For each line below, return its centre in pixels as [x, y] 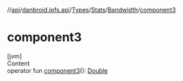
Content [19, 63]
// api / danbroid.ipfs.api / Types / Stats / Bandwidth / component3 [91, 10]
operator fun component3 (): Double [58, 70]
